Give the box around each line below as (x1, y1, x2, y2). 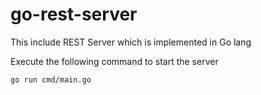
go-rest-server (10, 3, 138, 26)
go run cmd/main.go (10, 74, 92, 85)
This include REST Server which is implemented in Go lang (10, 36, 252, 48)
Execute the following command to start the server (10, 55, 219, 67)
